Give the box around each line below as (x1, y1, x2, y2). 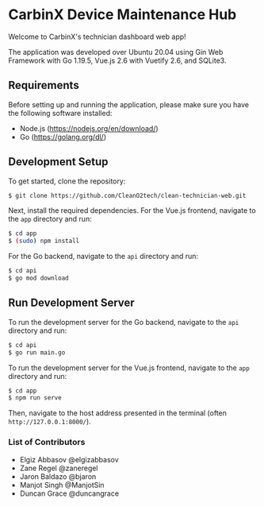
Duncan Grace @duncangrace (19, 489, 120, 498)
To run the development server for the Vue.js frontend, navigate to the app (8, 363, 250, 373)
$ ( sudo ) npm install (8, 237, 80, 245)
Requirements (8, 79, 79, 92)
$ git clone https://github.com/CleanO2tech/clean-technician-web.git (8, 191, 247, 199)
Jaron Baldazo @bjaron (19, 471, 97, 481)
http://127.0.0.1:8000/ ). (8, 417, 91, 427)
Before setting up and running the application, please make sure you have (8, 99, 250, 109)
